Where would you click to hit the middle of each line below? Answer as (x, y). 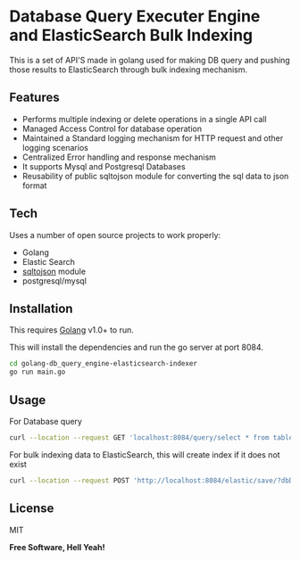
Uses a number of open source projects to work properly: (115, 235)
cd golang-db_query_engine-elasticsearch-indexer (104, 364)
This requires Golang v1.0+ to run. (71, 330)
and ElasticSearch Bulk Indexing (131, 35)
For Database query (46, 421)
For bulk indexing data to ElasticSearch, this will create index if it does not (145, 454)
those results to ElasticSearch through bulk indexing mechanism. (129, 70)
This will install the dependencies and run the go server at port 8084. (136, 347)
